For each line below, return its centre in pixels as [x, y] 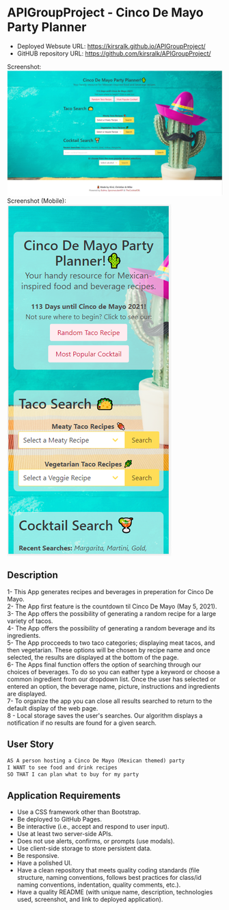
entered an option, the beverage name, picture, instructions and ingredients [113, 686]
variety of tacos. [30, 621]
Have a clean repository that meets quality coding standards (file [108, 870]
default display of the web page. [53, 708]
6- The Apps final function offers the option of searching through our [104, 664]
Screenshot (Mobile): [37, 201]
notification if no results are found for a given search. [82, 723]
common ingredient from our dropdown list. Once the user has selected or [112, 679]
